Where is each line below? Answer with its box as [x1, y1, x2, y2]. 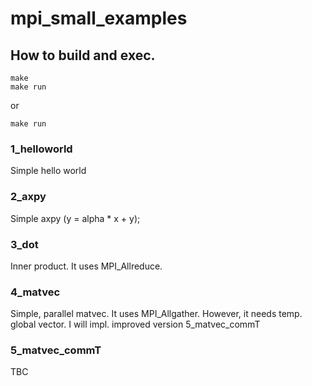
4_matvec [10, 285, 61, 299]
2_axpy [10, 190, 47, 204]
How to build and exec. [10, 47, 156, 64]
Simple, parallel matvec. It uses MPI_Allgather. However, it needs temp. [10, 308, 303, 320]
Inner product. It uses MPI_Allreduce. [10, 260, 163, 272]
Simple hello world [10, 165, 87, 177]
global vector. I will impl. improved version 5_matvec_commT [10, 318, 261, 331]
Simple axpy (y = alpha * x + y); [10, 212, 141, 224]
